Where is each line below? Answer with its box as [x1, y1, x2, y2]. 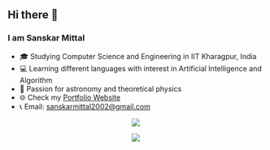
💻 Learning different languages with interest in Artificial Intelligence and [19, 63, 262, 73]
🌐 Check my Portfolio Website [19, 92, 121, 102]
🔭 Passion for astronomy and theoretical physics [19, 84, 182, 93]
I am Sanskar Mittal [7, 32, 85, 44]
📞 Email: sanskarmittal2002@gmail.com [19, 101, 151, 111]
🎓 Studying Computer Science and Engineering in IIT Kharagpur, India [19, 51, 257, 61]
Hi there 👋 [7, 8, 59, 22]
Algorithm [19, 75, 53, 85]
